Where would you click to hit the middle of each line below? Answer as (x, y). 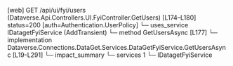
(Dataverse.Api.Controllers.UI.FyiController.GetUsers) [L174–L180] (102, 18)
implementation (30, 40)
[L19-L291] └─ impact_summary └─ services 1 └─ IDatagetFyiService (112, 55)
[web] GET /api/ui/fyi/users (47, 10)
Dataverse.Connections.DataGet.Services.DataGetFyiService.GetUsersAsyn (117, 47)
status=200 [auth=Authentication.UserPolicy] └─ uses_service (98, 25)
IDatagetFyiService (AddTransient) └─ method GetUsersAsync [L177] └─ (112, 32)
